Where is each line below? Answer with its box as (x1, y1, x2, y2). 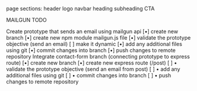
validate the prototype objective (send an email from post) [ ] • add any (6, 66, 180, 73)
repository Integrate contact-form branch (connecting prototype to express (6, 53, 190, 60)
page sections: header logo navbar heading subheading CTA (6, 5, 155, 12)
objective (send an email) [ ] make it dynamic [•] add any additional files (6, 41, 183, 47)
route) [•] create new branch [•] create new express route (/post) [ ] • (6, 59, 177, 66)
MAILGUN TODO (6, 17, 47, 23)
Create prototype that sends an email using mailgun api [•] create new (6, 28, 179, 35)
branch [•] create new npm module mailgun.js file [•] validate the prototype (6, 34, 191, 41)
